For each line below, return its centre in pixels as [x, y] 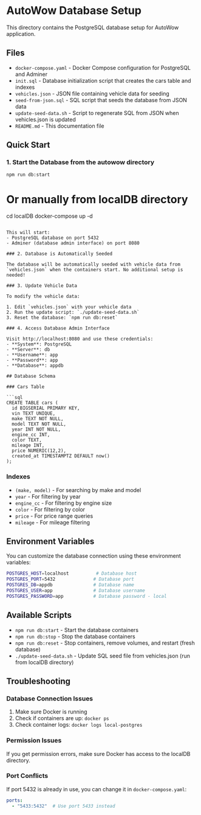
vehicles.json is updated [45, 119]
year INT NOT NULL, [36, 429]
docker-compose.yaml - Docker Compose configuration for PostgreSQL [103, 68]
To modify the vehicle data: [43, 297]
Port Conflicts [27, 776]
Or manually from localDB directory [97, 199]
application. [21, 33]
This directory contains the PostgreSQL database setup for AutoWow [93, 27]
